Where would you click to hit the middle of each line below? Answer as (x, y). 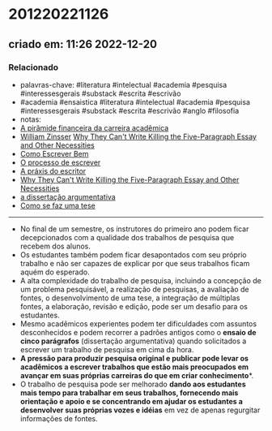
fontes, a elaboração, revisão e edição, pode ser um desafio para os (134, 306)
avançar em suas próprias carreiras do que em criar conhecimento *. (137, 375)
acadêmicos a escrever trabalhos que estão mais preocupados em (134, 367)
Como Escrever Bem (54, 153)
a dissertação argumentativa (68, 196)
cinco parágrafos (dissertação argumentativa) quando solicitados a (133, 341)
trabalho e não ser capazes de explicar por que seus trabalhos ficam (135, 263)
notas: (31, 119)
